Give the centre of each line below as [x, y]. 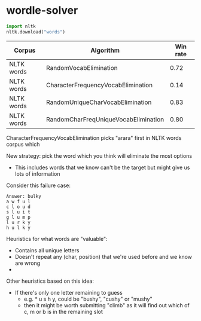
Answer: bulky [24, 196]
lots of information [37, 173]
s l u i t [19, 212]
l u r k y [19, 222]
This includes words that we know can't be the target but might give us [102, 167]
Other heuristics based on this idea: [50, 281]
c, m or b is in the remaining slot [63, 311]
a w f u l [19, 201]
